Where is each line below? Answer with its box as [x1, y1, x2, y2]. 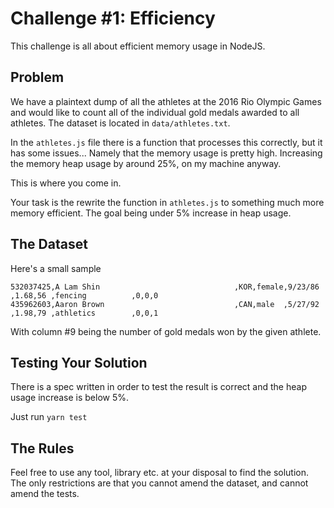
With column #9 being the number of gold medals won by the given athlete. [10, 325, 322, 337]
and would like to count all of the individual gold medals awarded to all [10, 106, 300, 118]
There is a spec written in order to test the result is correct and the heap [10, 381, 307, 393]
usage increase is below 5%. [10, 392, 130, 404]
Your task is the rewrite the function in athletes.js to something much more [10, 196, 325, 208]
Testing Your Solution [10, 354, 148, 371]
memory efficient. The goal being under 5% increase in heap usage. [10, 207, 292, 219]
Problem [10, 69, 65, 86]
